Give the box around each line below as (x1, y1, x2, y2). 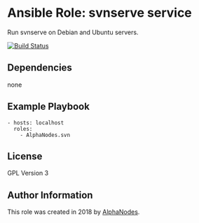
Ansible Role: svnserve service (7, 5, 193, 21)
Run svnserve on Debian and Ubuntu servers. (7, 28, 139, 36)
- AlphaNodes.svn (20, 131, 71, 138)
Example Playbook (7, 101, 90, 113)
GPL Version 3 (7, 169, 49, 178)
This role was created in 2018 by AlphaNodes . (7, 208, 140, 216)
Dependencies (7, 62, 72, 74)
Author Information (7, 189, 93, 201)
